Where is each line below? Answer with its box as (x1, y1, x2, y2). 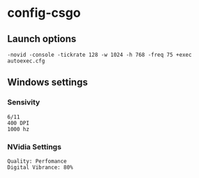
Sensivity (7, 97, 40, 107)
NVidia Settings (7, 142, 61, 151)
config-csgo (7, 5, 81, 21)
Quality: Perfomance (7, 158, 68, 165)
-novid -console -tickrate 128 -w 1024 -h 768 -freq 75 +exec (7, 51, 192, 58)
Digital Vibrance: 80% (7, 163, 73, 171)
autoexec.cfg (7, 57, 45, 64)
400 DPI (7, 119, 30, 127)
